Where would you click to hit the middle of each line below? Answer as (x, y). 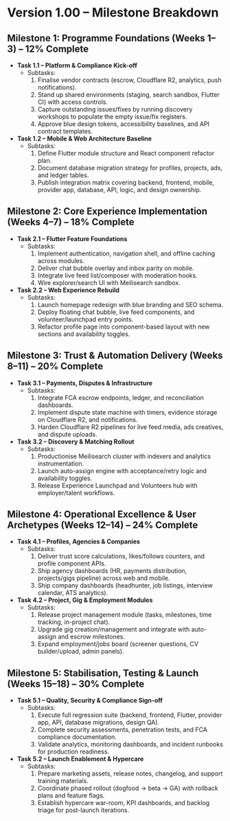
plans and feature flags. (71, 796)
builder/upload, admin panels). (81, 652)
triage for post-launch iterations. (83, 810)
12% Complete (57, 49)
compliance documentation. (77, 737)
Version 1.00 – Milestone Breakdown (113, 13)
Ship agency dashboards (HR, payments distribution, (112, 571)
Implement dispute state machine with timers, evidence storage (127, 412)
